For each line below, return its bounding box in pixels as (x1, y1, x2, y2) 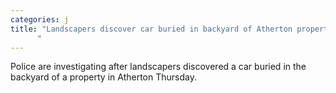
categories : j (10, 14, 70, 25)
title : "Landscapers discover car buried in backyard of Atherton (10, 24, 293, 34)
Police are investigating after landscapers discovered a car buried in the (10, 61, 307, 73)
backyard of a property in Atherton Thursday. (10, 71, 197, 83)
